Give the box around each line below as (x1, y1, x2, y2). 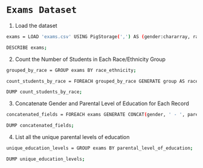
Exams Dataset (6, 4, 77, 16)
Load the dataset (14, 22, 57, 29)
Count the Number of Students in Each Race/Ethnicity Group (14, 56, 166, 63)
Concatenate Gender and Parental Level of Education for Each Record (14, 100, 189, 107)
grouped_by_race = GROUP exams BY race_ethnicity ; (6, 67, 137, 73)
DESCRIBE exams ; (6, 44, 47, 51)
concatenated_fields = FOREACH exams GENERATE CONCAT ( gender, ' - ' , (6, 112, 185, 118)
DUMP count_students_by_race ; (6, 89, 83, 95)
